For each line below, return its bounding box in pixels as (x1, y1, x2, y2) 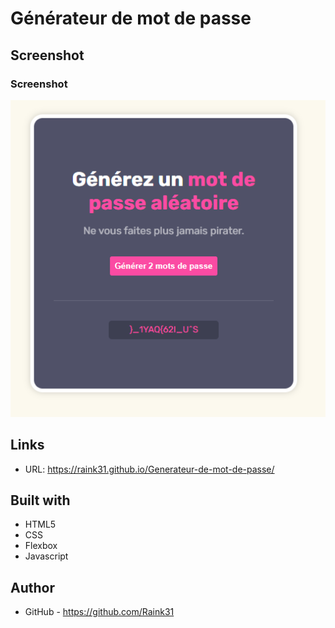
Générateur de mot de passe (10, 7, 252, 30)
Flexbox (24, 540, 58, 552)
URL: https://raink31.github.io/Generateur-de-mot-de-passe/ (24, 463, 275, 475)
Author (10, 579, 55, 596)
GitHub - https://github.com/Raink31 (24, 606, 175, 618)
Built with (10, 492, 71, 509)
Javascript (24, 550, 69, 562)
